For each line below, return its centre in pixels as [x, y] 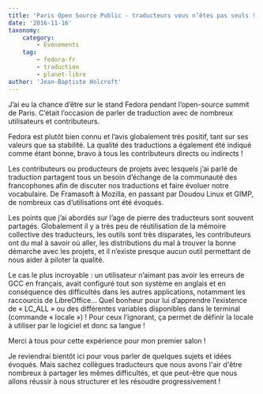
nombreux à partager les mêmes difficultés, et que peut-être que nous [123, 373]
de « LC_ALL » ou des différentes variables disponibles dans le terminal [124, 309]
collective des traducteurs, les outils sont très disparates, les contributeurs [130, 234]
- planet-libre [62, 74]
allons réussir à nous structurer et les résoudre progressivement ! [115, 381]
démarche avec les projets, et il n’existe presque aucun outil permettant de [130, 251]
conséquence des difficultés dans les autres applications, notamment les [127, 292]
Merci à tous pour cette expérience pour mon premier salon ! [107, 340]
